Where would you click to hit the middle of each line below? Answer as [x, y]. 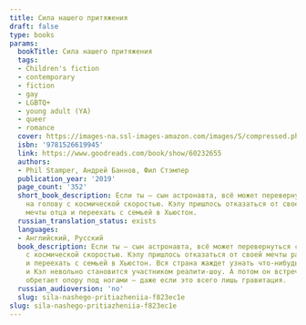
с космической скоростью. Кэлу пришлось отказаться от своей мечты [156, 255]
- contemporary [46, 77]
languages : [38, 229]
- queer [32, 119]
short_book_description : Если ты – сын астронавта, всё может [138, 196]
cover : [30, 137]
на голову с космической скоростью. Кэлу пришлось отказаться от [153, 204]
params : [24, 43]
